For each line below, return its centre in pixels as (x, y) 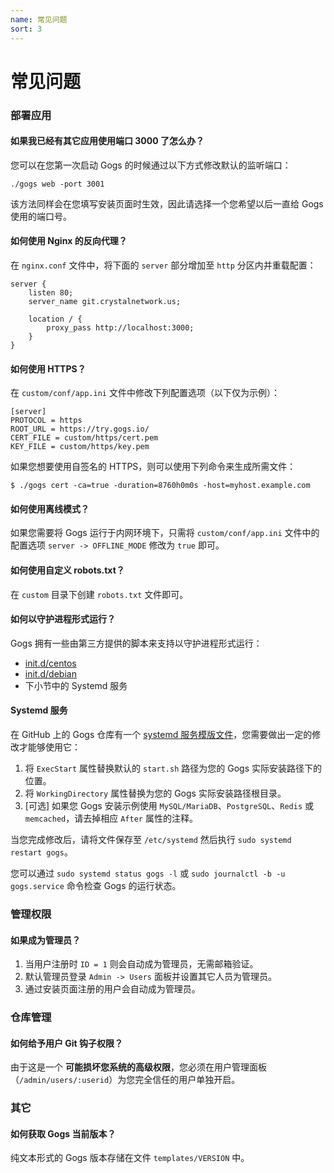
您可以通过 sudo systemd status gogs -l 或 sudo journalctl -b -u (148, 873)
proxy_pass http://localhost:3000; (120, 328)
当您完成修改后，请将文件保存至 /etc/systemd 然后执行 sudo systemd (151, 840)
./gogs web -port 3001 (57, 184)
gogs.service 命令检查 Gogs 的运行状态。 (96, 886)
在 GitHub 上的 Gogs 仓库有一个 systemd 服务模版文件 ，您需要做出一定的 (161, 735)
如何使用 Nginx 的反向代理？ (69, 241)
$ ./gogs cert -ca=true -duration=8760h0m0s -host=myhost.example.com (160, 486)
